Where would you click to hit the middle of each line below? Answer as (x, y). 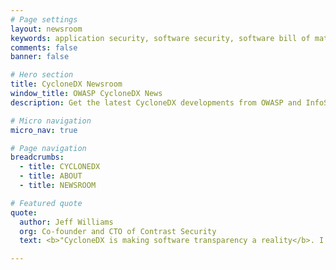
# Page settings (44, 19)
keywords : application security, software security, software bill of (160, 38)
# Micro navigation (51, 121)
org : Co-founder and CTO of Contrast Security (118, 231)
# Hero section (42, 75)
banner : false (40, 57)
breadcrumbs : (37, 157)
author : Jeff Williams (66, 222)
